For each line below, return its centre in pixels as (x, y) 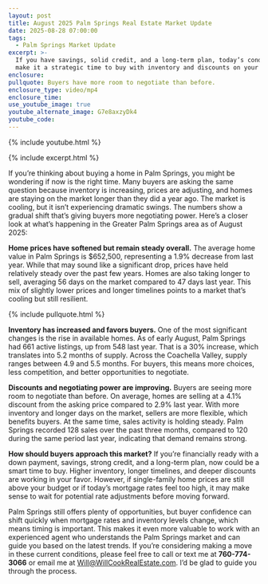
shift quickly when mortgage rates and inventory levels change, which (123, 520)
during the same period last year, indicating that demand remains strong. (128, 438)
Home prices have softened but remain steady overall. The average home (132, 247)
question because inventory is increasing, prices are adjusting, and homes (130, 190)
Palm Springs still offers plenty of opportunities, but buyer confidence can (130, 511)
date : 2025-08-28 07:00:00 (53, 30)
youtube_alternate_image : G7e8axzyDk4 (73, 112)
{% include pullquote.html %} (57, 314)
